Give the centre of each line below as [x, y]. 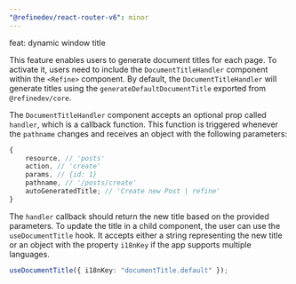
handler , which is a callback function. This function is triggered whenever [144, 124]
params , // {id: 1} [61, 175]
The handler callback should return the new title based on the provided [139, 216]
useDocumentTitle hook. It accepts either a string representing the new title [146, 235]
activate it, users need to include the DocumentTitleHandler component [139, 69]
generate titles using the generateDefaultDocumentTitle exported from [138, 88]
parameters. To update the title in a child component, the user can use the [145, 225]
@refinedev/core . [40, 98]
